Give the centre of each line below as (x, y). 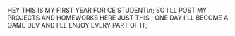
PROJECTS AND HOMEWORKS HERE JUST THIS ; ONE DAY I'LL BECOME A (118, 18)
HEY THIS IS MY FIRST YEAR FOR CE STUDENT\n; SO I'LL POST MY (107, 10)
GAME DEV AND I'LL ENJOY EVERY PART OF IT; (78, 25)
